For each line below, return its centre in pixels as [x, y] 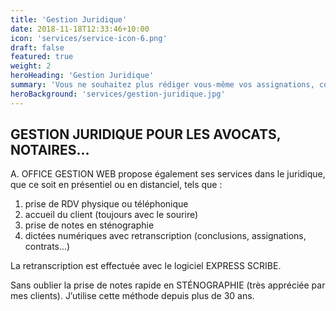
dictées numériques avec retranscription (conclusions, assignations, [165, 236]
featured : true [42, 57]
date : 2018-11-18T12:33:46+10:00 [80, 29]
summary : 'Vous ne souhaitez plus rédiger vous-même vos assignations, [162, 85]
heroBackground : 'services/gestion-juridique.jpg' [118, 94]
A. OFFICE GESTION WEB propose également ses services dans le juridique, [168, 174]
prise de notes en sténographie [89, 225]
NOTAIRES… [50, 150]
